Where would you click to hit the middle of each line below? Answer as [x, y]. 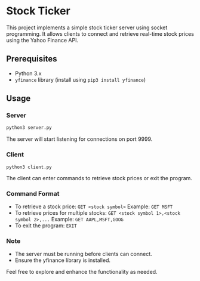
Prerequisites [32, 59]
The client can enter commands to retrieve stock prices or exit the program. [99, 178]
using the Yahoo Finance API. [42, 40]
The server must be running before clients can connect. [83, 254]
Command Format [33, 193]
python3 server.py [29, 128]
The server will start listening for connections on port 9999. [79, 139]
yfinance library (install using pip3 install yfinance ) [80, 79]
